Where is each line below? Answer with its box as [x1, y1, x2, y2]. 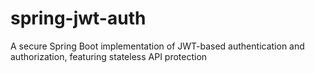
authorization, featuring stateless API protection [10, 50, 208, 62]
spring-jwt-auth [10, 7, 147, 30]
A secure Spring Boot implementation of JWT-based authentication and [10, 40, 305, 52]
